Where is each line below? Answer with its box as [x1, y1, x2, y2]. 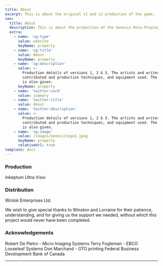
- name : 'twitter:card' [14, 89, 62, 93]
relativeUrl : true [17, 143, 55, 148]
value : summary [17, 93, 49, 98]
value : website [17, 39, 49, 44]
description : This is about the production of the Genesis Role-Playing [9, 25, 160, 30]
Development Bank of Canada [5, 251, 65, 257]
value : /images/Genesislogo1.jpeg [17, 134, 88, 139]
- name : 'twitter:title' [14, 98, 64, 103]
